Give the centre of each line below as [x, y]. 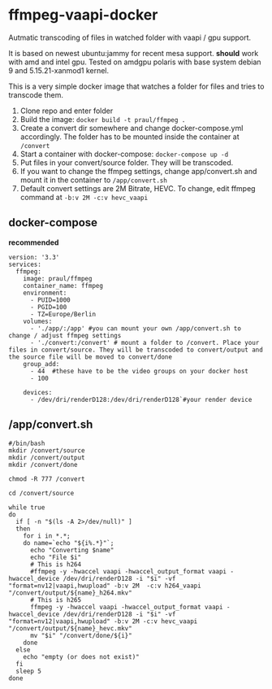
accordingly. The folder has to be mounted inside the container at [130, 137]
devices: [38, 392]
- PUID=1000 [50, 300]
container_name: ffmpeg [63, 286]
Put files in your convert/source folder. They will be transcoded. [127, 162]
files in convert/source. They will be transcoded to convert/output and [136, 350]
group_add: [41, 364]
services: [25, 264]
